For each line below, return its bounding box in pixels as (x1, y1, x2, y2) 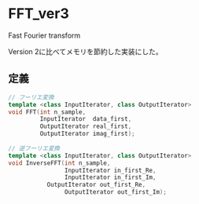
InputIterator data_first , (39, 115, 132, 123)
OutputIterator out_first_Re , (46, 181, 146, 189)
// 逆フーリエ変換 (8, 144, 61, 152)
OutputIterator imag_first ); (39, 130, 135, 138)
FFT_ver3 (8, 5, 69, 23)
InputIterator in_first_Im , (64, 173, 157, 181)
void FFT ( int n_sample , (8, 107, 87, 116)
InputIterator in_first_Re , (64, 166, 157, 174)
